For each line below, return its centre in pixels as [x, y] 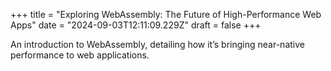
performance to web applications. [80, 55]
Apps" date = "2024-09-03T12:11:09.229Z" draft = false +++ [136, 25]
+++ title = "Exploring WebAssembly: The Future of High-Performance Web [166, 14]
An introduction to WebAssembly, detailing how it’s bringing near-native [157, 44]
